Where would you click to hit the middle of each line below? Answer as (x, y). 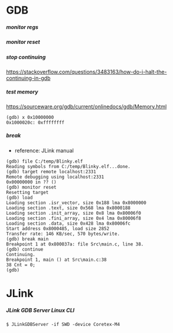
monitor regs (22, 27)
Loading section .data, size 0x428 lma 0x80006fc (68, 223)
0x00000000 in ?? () (32, 182)
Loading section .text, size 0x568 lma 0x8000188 (68, 208)
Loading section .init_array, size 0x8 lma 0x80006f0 (74, 213)
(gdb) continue (25, 249)
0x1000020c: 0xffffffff (35, 122)
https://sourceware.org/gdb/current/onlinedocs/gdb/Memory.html (86, 106)
